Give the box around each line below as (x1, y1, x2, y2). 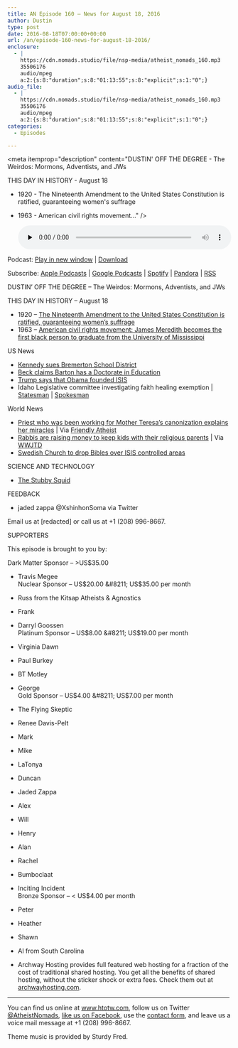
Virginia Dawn (17, 642, 59, 651)
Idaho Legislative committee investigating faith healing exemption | (17, 383, 213, 391)
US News (7, 347, 35, 355)
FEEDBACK (7, 490, 40, 498)
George (17, 684, 40, 693)
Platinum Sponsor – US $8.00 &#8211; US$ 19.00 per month (17, 629, 188, 637)
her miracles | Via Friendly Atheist (17, 426, 117, 434)
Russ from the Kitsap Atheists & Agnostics (17, 594, 141, 603)
